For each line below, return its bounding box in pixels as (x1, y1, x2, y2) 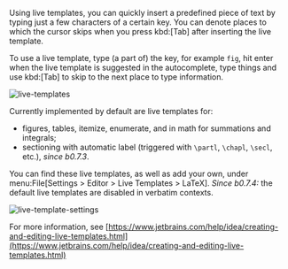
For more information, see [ (9, 221, 109, 232)
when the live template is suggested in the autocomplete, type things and (9, 62, 277, 73)
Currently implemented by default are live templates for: (9, 106, 214, 116)
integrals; (21, 133, 57, 142)
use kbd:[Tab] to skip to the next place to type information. (9, 72, 224, 82)
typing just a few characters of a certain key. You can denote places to (9, 17, 268, 27)
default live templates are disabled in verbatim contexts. (9, 188, 214, 197)
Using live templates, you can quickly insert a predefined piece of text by (9, 8, 276, 18)
